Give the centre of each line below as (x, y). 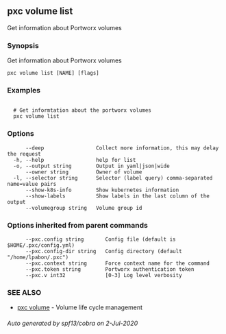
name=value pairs (32, 184)
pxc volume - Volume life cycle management (79, 307)
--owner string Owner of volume (84, 172)
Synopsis (23, 45)
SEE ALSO (24, 292)
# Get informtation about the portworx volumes (83, 110)
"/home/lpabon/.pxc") (38, 257)
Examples (24, 91)
